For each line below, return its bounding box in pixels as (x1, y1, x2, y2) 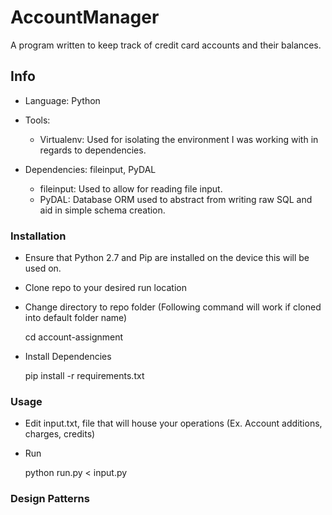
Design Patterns (10, 492, 90, 506)
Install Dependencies (24, 351, 112, 363)
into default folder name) (24, 312, 128, 324)
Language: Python (24, 94, 101, 106)
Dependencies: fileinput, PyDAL (24, 163, 157, 175)
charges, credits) (24, 428, 96, 440)
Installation (10, 229, 67, 243)
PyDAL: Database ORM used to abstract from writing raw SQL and (39, 193, 313, 205)
